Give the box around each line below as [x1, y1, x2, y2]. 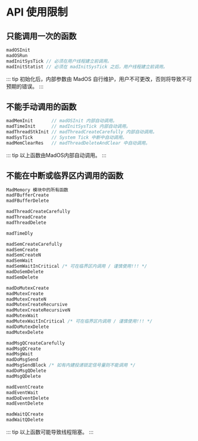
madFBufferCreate [6, 192, 49, 198]
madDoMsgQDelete [6, 368, 46, 374]
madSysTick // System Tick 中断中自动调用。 [6, 135, 127, 140]
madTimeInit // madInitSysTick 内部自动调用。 [6, 123, 131, 130]
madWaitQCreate [6, 411, 44, 417]
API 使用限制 [6, 5, 68, 19]
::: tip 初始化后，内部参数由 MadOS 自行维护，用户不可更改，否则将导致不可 [6, 75, 192, 82]
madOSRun [6, 52, 28, 58]
